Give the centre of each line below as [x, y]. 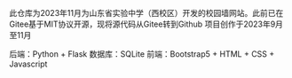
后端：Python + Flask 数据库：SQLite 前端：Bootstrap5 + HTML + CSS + [142, 54]
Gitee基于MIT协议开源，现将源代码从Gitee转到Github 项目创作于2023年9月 [146, 24]
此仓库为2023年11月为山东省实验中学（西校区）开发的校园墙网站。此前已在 [146, 13]
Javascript [28, 64]
